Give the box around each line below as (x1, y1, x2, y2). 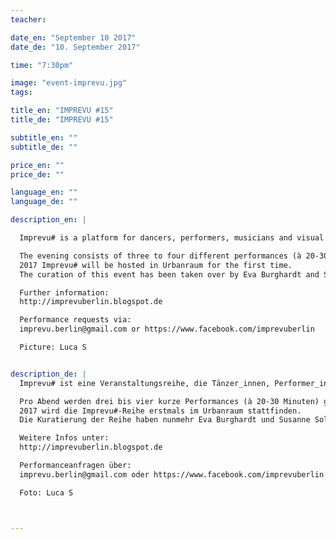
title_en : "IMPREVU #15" (10, 106, 114, 116)
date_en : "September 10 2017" (10, 32, 137, 43)
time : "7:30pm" (10, 60, 74, 70)
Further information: (19, 287, 110, 298)
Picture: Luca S (19, 342, 87, 352)
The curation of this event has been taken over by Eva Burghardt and (19, 269, 320, 280)
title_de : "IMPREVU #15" (10, 115, 114, 125)
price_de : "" (10, 169, 65, 180)
